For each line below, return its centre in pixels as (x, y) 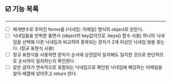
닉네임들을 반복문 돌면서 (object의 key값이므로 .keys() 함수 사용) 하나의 (84, 35)
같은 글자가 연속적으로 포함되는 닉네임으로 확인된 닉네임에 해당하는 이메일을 (88, 67)
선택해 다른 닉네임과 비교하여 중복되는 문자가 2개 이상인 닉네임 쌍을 (89, 42)
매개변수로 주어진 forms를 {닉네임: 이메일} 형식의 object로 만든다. (78, 29)
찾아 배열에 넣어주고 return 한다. (45, 74)
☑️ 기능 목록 (22, 9)
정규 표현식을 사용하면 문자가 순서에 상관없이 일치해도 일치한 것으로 (79, 54)
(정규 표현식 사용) (37, 48)
